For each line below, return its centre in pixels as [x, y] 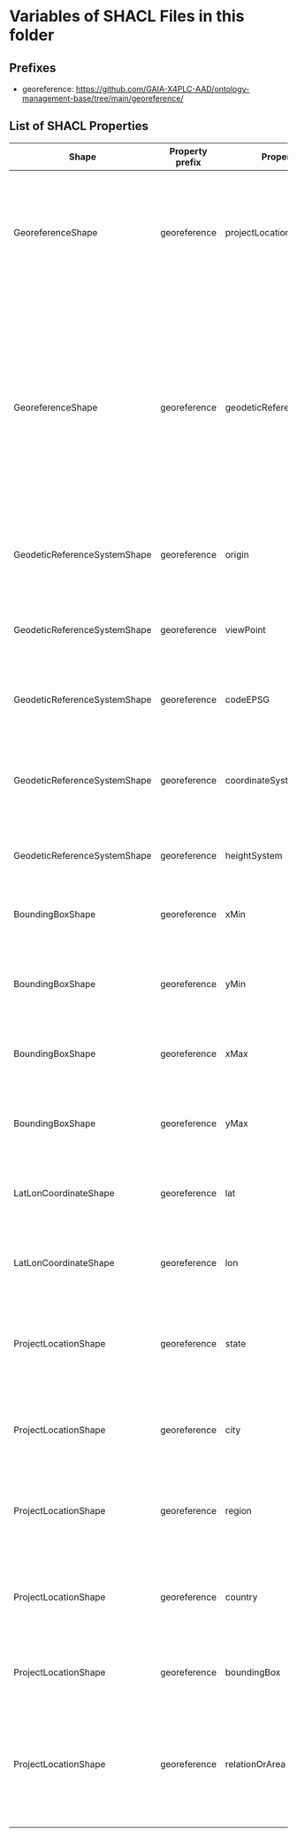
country [241, 1597]
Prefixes [33, 68]
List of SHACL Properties [79, 126]
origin [237, 554]
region [238, 1510]
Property [188, 151]
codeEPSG [247, 699]
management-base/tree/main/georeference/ [103, 98]
